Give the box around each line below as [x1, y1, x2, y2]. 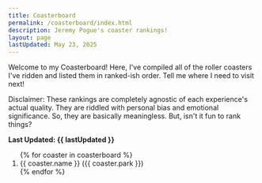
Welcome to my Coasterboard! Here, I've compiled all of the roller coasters [8, 62, 253, 72]
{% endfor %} [19, 167, 66, 177]
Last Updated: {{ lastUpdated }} [8, 135, 115, 144]
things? [8, 120, 32, 129]
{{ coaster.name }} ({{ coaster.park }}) [19, 159, 144, 168]
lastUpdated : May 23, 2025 [8, 41, 97, 49]
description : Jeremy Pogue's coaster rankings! [8, 26, 169, 34]
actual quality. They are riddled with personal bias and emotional [8, 103, 219, 113]
